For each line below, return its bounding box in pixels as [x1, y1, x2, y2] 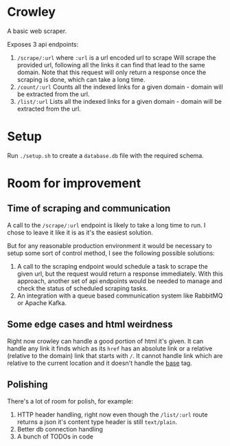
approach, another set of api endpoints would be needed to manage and [16, 276, 222, 285]
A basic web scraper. [7, 27, 67, 35]
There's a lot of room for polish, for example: [7, 397, 134, 405]
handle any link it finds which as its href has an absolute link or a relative [7, 344, 213, 353]
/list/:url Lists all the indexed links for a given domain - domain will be [16, 97, 222, 105]
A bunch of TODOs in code [16, 432, 94, 441]
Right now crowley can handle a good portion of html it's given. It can [7, 337, 204, 345]
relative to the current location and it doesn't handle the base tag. [7, 359, 192, 367]
